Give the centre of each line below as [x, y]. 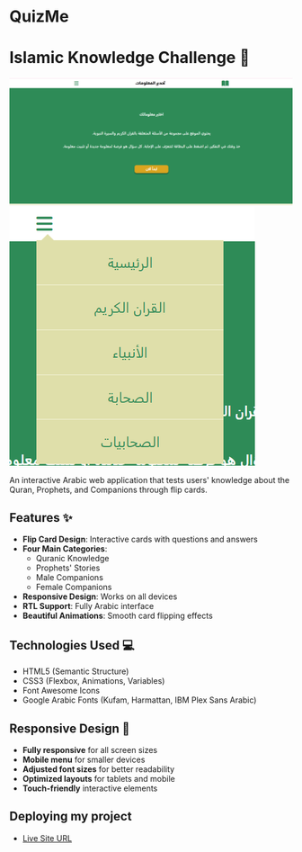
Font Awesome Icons [61, 691]
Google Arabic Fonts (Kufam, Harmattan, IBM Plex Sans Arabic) [139, 700]
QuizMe [39, 17]
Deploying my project [71, 816]
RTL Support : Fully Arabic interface [88, 606]
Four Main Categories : [65, 549]
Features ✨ [41, 518]
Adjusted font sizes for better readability [98, 769]
